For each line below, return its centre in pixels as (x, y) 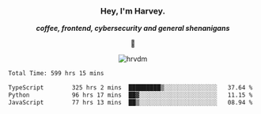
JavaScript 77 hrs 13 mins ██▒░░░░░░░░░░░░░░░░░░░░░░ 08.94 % (130, 102)
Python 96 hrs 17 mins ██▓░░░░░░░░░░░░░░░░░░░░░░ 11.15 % (130, 95)
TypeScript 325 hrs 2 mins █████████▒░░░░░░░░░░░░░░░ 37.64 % (130, 88)
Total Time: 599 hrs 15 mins (56, 74)
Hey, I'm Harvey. (133, 11)
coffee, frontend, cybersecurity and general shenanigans (133, 28)
